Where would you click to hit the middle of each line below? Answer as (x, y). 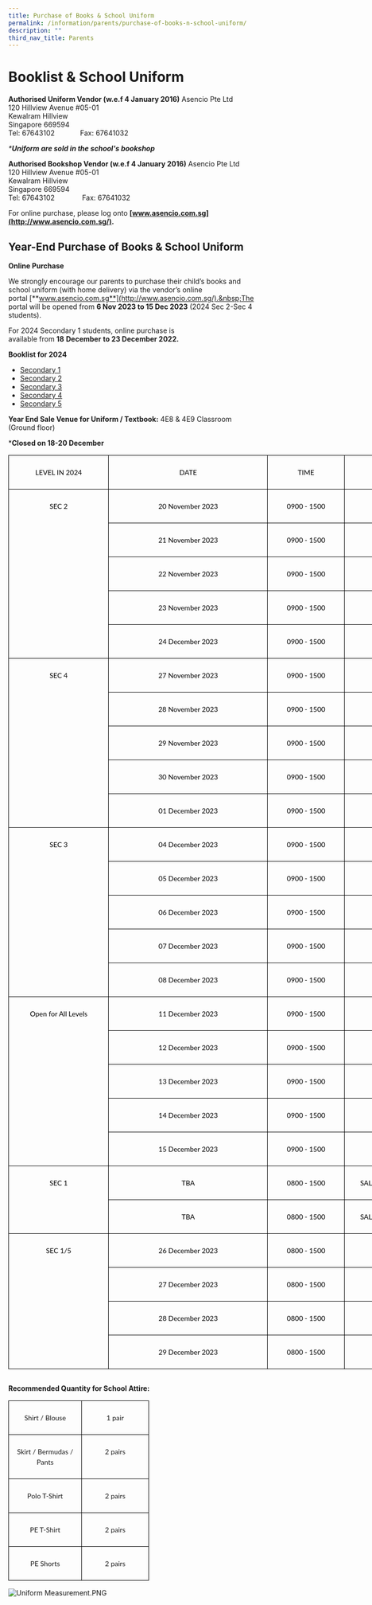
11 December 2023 (188, 1013)
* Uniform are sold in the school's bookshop (81, 149)
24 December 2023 (188, 641)
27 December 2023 (188, 1284)
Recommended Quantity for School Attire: (79, 1388)
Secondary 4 (41, 395)
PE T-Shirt (45, 1530)
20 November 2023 (188, 506)
